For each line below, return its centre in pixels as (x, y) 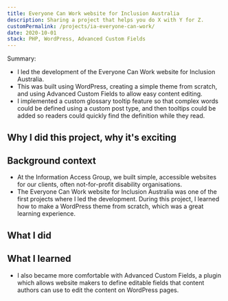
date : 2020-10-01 (32, 33)
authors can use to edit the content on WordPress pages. (98, 290)
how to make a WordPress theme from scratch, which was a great (110, 206)
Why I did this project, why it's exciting (92, 137)
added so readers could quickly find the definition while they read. (111, 116)
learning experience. (46, 214)
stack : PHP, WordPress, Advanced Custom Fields (77, 39)
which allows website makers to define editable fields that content (111, 282)
